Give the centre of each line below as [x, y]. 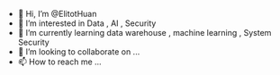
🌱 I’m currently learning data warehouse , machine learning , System [145, 33]
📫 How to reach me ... [59, 62]
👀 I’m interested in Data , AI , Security [87, 23]
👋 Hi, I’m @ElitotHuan [57, 14]
